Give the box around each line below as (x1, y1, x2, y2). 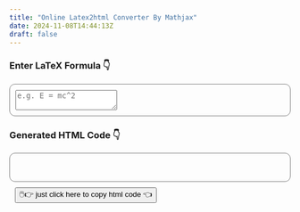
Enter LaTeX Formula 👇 (9, 60, 111, 72)
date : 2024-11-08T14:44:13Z (9, 21, 114, 30)
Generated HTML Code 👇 (9, 128, 121, 141)
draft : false (9, 29, 58, 38)
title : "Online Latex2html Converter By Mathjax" (9, 12, 198, 22)
